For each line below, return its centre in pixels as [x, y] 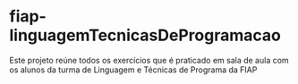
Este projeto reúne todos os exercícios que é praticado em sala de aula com [149, 60]
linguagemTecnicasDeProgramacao [145, 35]
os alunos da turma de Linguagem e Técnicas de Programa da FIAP [133, 70]
